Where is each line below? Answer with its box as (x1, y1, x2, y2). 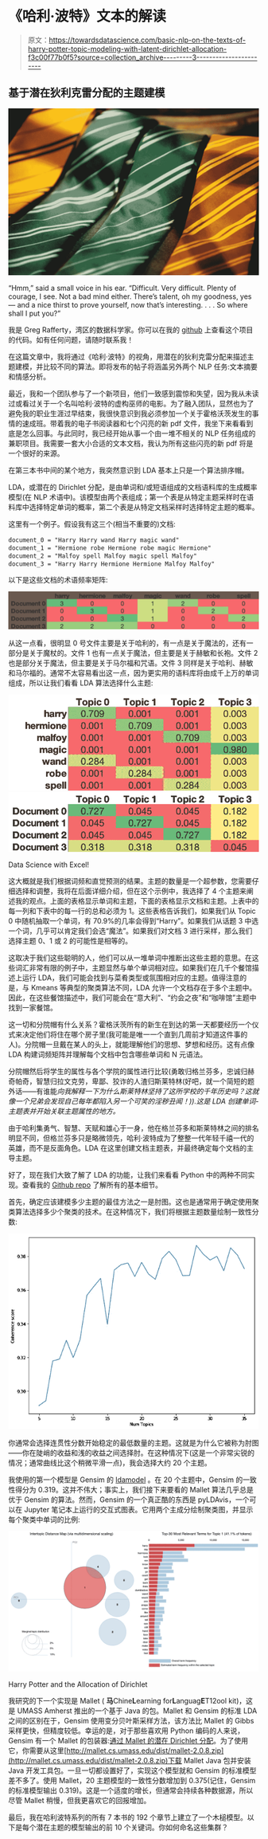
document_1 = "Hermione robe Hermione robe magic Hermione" (8, 544, 212, 552)
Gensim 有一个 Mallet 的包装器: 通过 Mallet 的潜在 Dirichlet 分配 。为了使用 (8, 1736, 249, 1746)
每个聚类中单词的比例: (8, 1515, 81, 1524)
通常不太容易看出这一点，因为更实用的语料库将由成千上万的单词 (49, 669, 259, 678)
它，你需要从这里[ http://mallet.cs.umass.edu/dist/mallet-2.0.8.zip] (8, 1746, 224, 1755)
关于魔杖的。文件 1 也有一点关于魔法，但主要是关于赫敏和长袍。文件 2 (29, 649, 258, 658)
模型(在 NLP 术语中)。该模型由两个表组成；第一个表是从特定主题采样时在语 (8, 492, 254, 502)
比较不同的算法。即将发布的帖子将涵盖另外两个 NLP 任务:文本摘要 (42, 362, 258, 371)
